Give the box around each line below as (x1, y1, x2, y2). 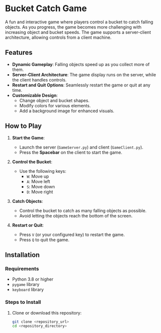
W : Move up (26, 173, 49, 179)
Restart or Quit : (12, 222, 44, 228)
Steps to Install (5, 299, 41, 306)
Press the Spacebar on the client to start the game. (19, 149, 123, 155)
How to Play (5, 122, 42, 130)
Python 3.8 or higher (12, 276, 54, 282)
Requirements (5, 265, 39, 272)
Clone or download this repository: (12, 310, 82, 316)
